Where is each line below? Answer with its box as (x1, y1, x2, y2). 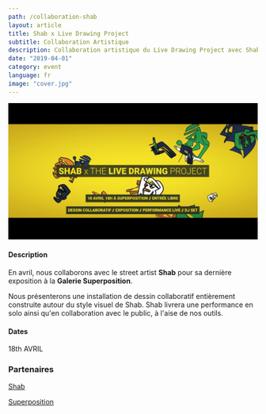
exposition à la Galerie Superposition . (8, 276, 133, 286)
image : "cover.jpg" (8, 79, 73, 87)
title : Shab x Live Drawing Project (8, 29, 129, 37)
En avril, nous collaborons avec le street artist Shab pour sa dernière (8, 267, 232, 277)
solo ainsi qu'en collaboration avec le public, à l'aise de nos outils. (8, 308, 223, 317)
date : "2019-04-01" (8, 55, 73, 63)
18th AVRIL (8, 344, 44, 354)
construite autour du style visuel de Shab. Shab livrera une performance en (8, 300, 253, 309)
